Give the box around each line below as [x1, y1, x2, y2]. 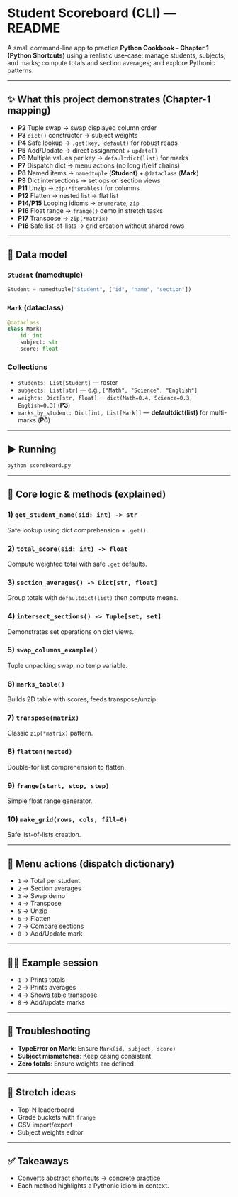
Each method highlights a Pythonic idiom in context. [17, 1181, 170, 1190]
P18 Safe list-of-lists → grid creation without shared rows [17, 222, 185, 230]
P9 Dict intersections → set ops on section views [17, 176, 161, 185]
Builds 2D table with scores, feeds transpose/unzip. [7, 695, 158, 704]
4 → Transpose [17, 900, 62, 908]
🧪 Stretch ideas [7, 1086, 76, 1098]
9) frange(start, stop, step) [7, 780, 110, 790]
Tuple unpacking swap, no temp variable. [7, 661, 128, 669]
